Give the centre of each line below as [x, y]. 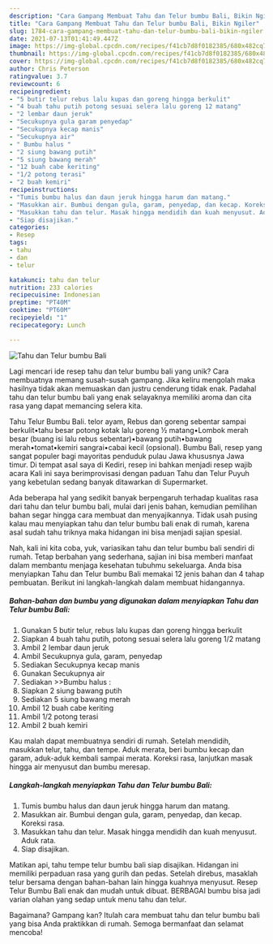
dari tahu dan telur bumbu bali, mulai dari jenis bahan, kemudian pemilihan [133, 506]
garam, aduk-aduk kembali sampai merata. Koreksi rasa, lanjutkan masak [131, 758]
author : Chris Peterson [49, 69]
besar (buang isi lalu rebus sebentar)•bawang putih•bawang [111, 439]
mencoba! [26, 932]
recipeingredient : [40, 91]
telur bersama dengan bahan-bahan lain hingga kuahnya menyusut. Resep [134, 881]
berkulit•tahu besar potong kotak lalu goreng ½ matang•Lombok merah [129, 430]
